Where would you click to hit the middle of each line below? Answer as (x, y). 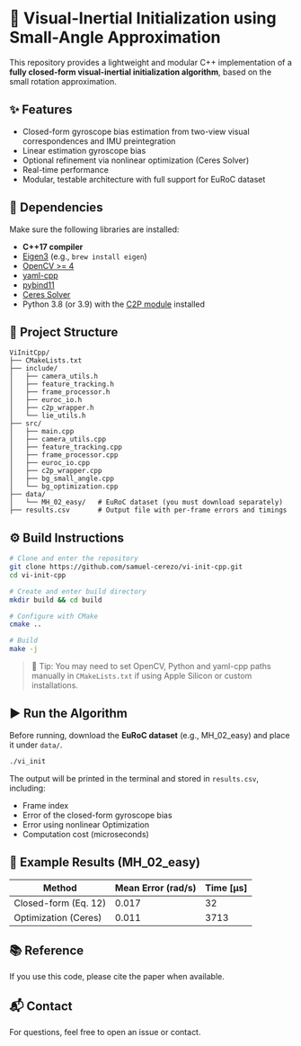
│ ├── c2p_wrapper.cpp (56, 471)
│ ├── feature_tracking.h (62, 384)
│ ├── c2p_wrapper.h (52, 408)
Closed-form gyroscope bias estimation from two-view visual (136, 131)
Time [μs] (226, 888)
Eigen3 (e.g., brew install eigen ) (84, 256)
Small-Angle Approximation (115, 37)
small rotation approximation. (63, 81)
